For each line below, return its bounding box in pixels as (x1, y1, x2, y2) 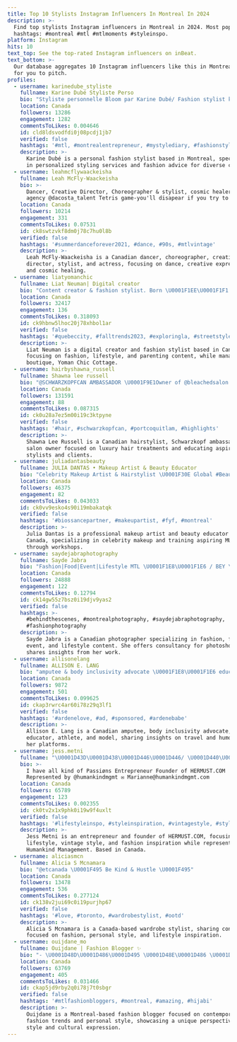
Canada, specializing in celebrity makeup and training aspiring (25, 537, 222, 544)
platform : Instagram (7, 37, 68, 44)
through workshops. (25, 543, 83, 551)
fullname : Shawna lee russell (20, 372, 109, 379)
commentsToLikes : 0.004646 (20, 122, 99, 130)
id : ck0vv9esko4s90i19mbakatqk (20, 504, 112, 511)
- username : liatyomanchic (13, 273, 93, 280)
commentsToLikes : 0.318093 (20, 313, 99, 321)
